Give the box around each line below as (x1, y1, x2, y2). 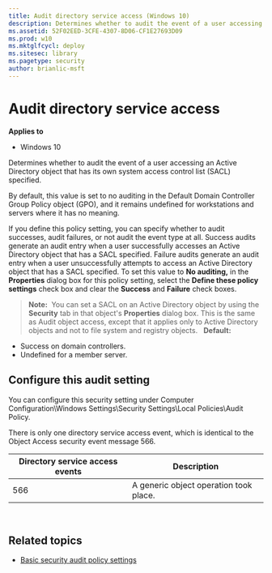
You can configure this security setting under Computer (8, 395, 194, 404)
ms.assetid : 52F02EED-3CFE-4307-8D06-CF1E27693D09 (8, 27, 183, 35)
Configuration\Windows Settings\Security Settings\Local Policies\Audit (8, 403, 244, 413)
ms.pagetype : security (8, 58, 85, 66)
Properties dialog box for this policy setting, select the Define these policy (8, 275, 259, 284)
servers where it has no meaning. (8, 207, 120, 217)
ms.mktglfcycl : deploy (8, 42, 85, 50)
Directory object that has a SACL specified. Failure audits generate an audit (8, 249, 259, 259)
